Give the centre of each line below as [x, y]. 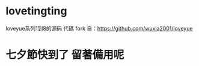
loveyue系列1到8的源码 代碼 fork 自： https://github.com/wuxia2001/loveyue [99, 28]
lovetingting [36, 11]
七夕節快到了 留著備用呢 [65, 55]
